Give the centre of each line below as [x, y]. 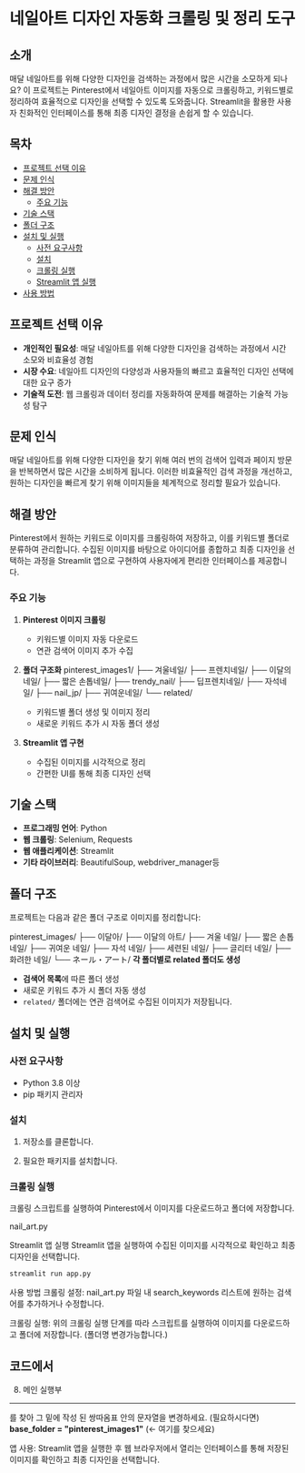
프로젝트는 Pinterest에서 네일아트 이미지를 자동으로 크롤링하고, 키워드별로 [163, 90]
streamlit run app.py [50, 1274]
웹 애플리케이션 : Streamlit [68, 851]
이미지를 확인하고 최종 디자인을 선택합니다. [85, 1460]
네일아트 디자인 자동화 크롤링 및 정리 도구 [152, 19]
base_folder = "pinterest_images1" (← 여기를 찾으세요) [112, 1429]
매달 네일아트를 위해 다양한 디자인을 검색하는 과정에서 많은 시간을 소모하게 [140, 79]
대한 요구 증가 [47, 382]
